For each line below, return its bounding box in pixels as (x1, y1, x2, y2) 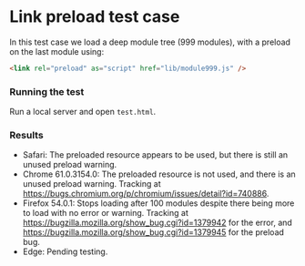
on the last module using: (9, 46, 105, 56)
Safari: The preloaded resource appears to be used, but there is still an (22, 149, 289, 160)
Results (9, 129, 44, 142)
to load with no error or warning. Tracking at (22, 208, 188, 219)
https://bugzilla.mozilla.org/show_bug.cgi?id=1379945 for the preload (22, 227, 285, 238)
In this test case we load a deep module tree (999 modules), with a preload (9, 36, 291, 47)
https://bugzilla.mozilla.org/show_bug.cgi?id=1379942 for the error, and (22, 217, 293, 229)
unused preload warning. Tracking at (22, 179, 161, 189)
